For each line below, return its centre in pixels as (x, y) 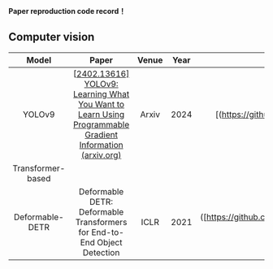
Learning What (101, 93)
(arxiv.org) (101, 154)
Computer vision (52, 37)
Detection (101, 252)
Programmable (101, 124)
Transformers (101, 222)
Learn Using (102, 114)
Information (101, 145)
